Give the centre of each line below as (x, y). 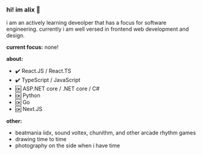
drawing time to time (41, 139)
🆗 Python (28, 95)
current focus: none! (33, 47)
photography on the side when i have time (67, 146)
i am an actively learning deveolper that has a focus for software (86, 23)
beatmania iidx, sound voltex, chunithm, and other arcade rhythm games (106, 133)
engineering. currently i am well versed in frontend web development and (98, 29)
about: (15, 59)
